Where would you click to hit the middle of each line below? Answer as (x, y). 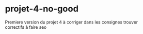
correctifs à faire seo (26, 27)
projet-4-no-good (42, 9)
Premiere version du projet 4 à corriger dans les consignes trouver (71, 22)
